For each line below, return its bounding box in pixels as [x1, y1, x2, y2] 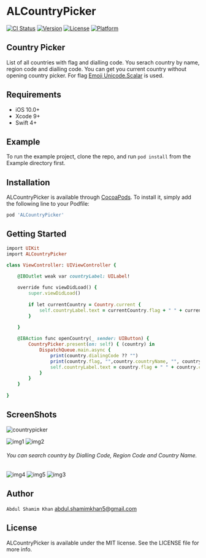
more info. [6, 545, 32, 553]
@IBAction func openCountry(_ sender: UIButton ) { [17, 336, 150, 342]
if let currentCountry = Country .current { [28, 301, 141, 308]
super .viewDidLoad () [28, 290, 81, 296]
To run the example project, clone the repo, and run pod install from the [6, 153, 191, 160]
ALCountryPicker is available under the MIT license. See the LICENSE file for [6, 539, 199, 546]
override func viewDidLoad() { [17, 284, 97, 291]
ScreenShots [6, 409, 57, 420]
